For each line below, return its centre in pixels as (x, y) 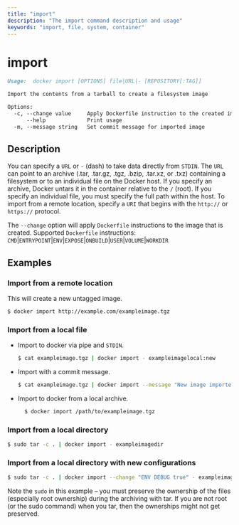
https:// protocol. (34, 211)
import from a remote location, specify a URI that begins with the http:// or (118, 204)
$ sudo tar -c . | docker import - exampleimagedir (85, 445)
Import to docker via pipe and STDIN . (71, 345)
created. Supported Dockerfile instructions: (72, 233)
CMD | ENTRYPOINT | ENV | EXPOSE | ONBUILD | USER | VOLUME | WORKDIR (88, 240)
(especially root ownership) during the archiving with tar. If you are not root (117, 499)
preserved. (23, 514)
